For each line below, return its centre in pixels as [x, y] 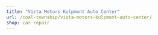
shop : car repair [28, 23]
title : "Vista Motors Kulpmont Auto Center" [63, 12]
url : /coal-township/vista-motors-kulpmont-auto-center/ [79, 17]
